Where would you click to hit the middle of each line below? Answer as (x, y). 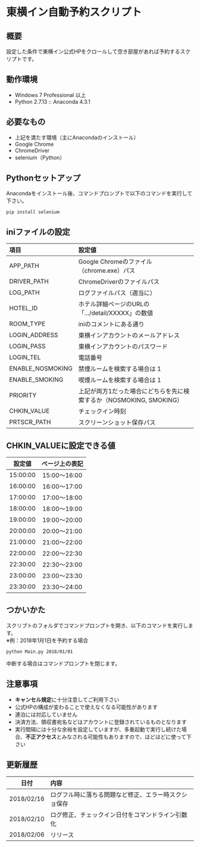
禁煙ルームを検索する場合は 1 (120, 369)
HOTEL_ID (24, 309)
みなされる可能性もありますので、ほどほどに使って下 (126, 737)
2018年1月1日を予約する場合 (54, 640)
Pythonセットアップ (43, 178)
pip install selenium (33, 212)
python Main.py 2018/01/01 (40, 652)
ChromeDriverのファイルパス (119, 282)
